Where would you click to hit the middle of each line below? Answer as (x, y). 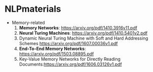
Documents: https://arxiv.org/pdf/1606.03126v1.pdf (70, 64)
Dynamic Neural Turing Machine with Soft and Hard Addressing (84, 38)
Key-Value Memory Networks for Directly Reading (70, 59)
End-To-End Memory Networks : (52, 48)
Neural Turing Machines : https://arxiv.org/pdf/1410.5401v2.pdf (83, 33)
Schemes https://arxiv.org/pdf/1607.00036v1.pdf (68, 43)
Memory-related (28, 23)
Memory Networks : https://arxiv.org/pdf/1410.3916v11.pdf (78, 27)
